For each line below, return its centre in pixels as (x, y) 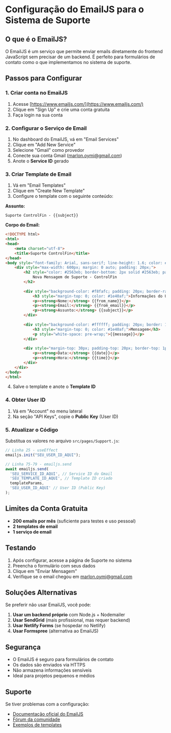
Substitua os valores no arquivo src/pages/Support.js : (62, 441)
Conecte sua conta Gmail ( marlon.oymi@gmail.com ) (67, 155)
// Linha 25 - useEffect (32, 450)
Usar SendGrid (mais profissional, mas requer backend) (72, 620)
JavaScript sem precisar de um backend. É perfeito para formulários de (80, 57)
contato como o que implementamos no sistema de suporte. (68, 62)
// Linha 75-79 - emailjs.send (38, 464)
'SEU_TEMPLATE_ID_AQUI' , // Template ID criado (61, 478)
